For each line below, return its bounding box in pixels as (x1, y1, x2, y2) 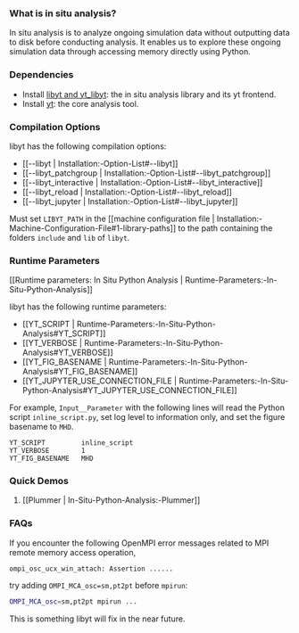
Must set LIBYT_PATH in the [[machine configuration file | (9, 213, 215, 224)
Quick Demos (9, 475, 70, 488)
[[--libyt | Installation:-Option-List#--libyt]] (21, 158, 179, 169)
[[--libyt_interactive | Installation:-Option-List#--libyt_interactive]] (21, 177, 263, 187)
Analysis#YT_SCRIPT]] (21, 328, 106, 339)
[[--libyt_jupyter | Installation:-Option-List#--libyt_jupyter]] (21, 195, 238, 207)
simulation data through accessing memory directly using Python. (9, 46, 252, 57)
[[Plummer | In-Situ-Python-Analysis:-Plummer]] (21, 495, 201, 506)
